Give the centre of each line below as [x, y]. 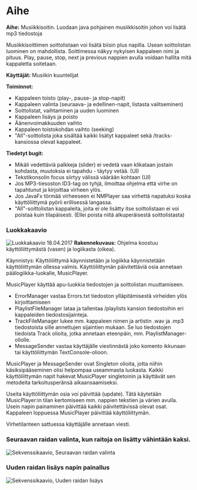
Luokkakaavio [26, 230]
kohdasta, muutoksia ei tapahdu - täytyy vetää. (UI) [77, 171]
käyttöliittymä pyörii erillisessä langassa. [64, 202]
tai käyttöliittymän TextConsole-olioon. [61, 353]
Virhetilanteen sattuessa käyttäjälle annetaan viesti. [68, 424]
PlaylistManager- [166, 334]
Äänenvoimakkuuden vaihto [48, 123]
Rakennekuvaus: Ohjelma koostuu [116, 243]
